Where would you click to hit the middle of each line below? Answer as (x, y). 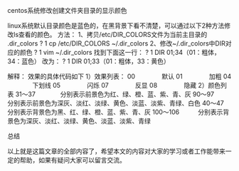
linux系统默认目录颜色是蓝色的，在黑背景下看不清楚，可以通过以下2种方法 (116, 26)
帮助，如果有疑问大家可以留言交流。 (73, 160)
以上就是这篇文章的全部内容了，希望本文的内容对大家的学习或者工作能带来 (116, 151)
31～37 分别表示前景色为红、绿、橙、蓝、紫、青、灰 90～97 (115, 94)
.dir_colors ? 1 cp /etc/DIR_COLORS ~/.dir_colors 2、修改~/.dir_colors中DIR (116, 43)
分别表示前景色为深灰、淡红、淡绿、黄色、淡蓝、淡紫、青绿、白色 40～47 (116, 103)
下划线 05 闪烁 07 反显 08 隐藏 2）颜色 (126, 85)
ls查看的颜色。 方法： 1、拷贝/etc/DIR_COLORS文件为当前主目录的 (110, 35)
